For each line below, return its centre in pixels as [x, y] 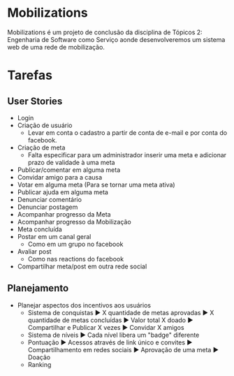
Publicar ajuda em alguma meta [63, 192]
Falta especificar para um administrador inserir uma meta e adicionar [127, 154]
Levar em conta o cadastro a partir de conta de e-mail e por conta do [127, 132]
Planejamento [38, 288]
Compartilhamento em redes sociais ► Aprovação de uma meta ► [123, 349]
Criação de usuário [45, 125]
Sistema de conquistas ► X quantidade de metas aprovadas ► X [121, 312]
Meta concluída [40, 229]
